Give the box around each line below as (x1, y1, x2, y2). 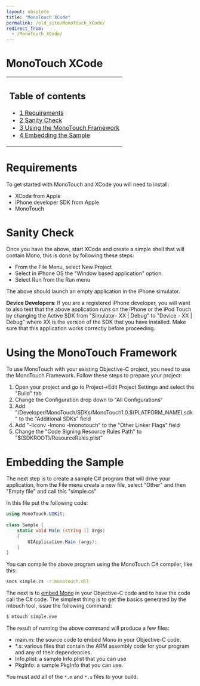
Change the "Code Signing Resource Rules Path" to (14, 428, 142, 435)
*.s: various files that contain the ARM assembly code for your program (14, 642, 190, 650)
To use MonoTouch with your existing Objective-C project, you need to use (6, 365, 190, 373)
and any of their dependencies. (14, 649, 93, 656)
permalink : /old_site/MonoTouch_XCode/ (6, 20, 106, 26)
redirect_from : (6, 25, 44, 32)
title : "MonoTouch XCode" (6, 14, 70, 20)
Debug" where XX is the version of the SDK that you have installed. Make (6, 318, 186, 326)
